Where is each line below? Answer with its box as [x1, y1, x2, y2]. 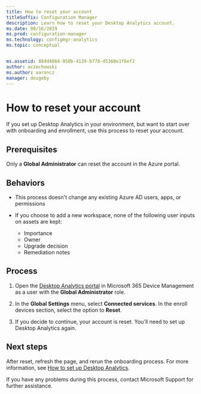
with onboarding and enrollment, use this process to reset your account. [6, 127, 184, 134]
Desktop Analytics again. [14, 324, 77, 332]
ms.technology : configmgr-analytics [6, 37, 98, 43]
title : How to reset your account [6, 8, 93, 15]
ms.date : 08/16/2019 [6, 25, 58, 32]
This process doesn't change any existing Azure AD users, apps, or [14, 193, 181, 201]
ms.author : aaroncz [6, 70, 55, 76]
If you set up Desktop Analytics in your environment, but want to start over [6, 121, 190, 128]
